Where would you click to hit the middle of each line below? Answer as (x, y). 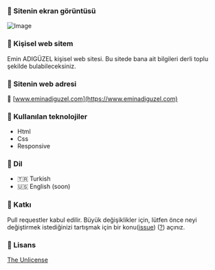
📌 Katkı (19, 205)
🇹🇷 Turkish (34, 179)
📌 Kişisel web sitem (40, 44)
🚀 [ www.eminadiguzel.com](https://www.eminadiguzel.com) (92, 98)
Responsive (33, 146)
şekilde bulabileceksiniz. (42, 66)
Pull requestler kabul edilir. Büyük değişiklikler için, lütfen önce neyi (102, 220)
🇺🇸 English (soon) (44, 187)
